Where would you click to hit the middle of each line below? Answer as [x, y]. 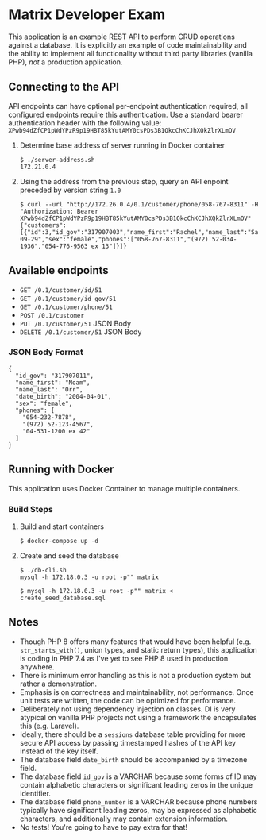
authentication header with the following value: [85, 123]
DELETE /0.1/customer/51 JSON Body [81, 332]
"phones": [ [35, 410]
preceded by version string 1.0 [70, 190]
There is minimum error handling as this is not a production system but [135, 675]
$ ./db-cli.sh [43, 570]
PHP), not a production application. [66, 62]
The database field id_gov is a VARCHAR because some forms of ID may [138, 776]
